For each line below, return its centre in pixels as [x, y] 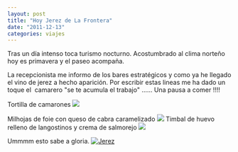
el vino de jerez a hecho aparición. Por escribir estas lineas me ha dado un [117, 83]
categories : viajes [36, 34]
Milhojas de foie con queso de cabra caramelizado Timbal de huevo [111, 119]
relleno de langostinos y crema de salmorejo [72, 127]
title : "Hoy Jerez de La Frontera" [60, 21]
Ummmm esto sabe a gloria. [49, 141]
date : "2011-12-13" [36, 27]
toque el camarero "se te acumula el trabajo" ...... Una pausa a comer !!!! [114, 90]
